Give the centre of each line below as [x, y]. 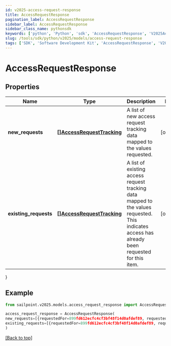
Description [141, 101]
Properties [22, 87]
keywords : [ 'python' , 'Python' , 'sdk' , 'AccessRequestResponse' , [76, 34]
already [136, 239]
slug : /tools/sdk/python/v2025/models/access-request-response [74, 39]
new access [141, 116]
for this [135, 258]
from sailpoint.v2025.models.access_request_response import [72, 305]
